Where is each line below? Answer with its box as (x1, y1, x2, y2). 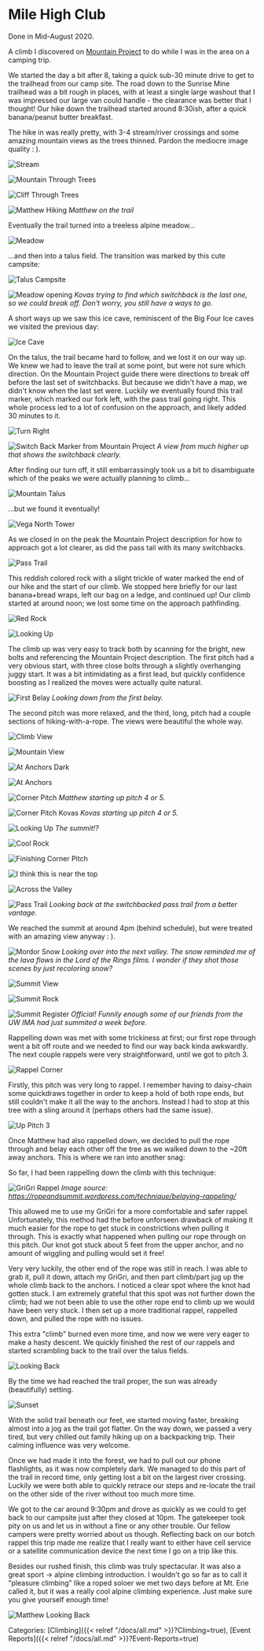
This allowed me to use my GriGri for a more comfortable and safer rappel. (8, 1206, 249, 1216)
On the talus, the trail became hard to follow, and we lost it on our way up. (8, 352, 247, 361)
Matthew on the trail (68, 205, 134, 214)
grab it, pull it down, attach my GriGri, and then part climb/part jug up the (8, 1272, 244, 1281)
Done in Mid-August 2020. (8, 31, 94, 41)
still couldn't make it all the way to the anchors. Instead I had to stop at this (8, 1097, 250, 1106)
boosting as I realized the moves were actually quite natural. (8, 677, 203, 687)
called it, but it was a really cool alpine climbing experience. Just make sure (8, 1586, 253, 1596)
